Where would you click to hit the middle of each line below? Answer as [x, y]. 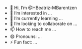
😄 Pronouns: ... [26, 36]
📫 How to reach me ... [33, 29]
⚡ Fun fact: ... [23, 42]
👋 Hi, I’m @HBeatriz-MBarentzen [43, 8]
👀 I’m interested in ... [31, 13]
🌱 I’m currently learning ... [36, 18]
